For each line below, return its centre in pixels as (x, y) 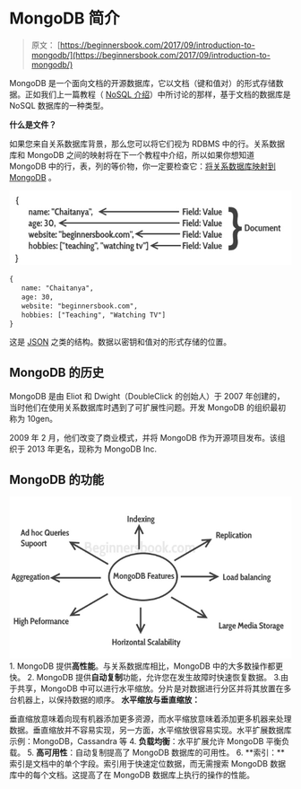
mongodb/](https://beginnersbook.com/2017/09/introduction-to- (150, 55)
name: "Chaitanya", (57, 288)
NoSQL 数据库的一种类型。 (59, 105)
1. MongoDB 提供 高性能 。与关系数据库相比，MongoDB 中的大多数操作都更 (146, 666)
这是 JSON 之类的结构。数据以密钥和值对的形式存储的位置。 (120, 341)
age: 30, (37, 297)
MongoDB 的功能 (57, 480)
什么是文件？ (33, 124)
